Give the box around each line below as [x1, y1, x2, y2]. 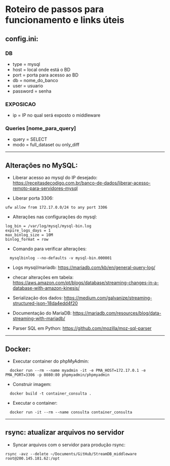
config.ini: [5, 34, 39, 43]
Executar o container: [12, 400, 58, 406]
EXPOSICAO [5, 100, 36, 107]
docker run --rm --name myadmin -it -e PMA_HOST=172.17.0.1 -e [10, 368, 146, 373]
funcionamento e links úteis [5, 14, 125, 26]
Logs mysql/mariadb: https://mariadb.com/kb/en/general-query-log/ [12, 264, 156, 270]
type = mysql [12, 61, 40, 67]
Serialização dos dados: [12, 295, 63, 301]
